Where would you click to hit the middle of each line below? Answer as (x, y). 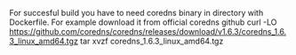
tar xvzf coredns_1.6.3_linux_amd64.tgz (152, 41)
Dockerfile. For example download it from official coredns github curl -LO (143, 22)
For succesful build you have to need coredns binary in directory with (136, 13)
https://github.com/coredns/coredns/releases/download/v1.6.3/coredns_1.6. (148, 31)
